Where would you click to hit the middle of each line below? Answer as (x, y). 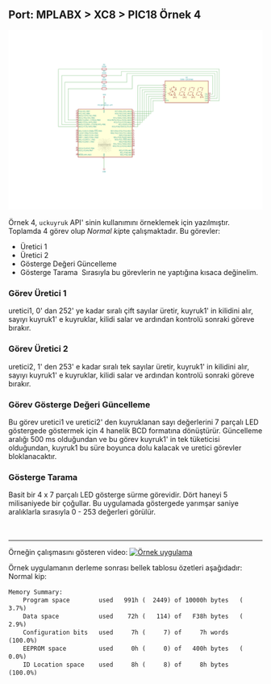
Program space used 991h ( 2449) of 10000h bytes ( (133, 601)
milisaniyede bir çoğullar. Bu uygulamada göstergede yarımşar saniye (124, 503)
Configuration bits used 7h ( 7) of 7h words (126, 633)
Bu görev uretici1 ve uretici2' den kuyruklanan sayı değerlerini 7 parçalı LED (134, 422)
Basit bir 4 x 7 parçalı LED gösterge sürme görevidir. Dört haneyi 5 (118, 495)
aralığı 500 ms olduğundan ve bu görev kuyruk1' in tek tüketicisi (114, 440)
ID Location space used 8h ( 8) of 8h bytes (126, 665)
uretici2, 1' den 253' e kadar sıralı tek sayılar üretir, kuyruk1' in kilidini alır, (129, 366)
